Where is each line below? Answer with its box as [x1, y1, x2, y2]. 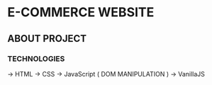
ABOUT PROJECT [7, 33, 87, 45]
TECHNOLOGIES [7, 54, 65, 64]
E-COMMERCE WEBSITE [7, 4, 155, 21]
